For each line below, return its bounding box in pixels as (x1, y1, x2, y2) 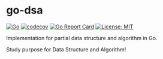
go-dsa (6, 4, 43, 17)
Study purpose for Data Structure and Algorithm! (6, 45, 126, 53)
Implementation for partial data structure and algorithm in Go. (6, 34, 158, 41)
